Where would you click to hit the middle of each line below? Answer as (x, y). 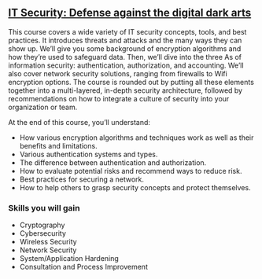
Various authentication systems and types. (89, 154)
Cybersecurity (43, 233)
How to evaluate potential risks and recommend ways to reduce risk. (131, 171)
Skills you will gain (44, 207)
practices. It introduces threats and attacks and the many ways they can (125, 40)
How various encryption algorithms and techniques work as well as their (137, 138)
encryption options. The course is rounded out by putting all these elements (131, 82)
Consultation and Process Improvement (83, 267)
